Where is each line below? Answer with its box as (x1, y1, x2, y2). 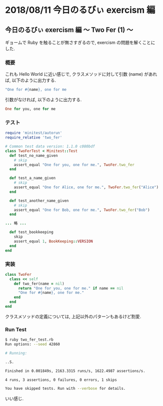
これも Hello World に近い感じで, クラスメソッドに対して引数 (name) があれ (5, 71, 158, 77)
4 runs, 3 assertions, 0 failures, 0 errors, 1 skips (5, 377, 117, 382)
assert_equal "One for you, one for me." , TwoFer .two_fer (14, 162, 135, 167)
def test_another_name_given (9, 198, 69, 203)
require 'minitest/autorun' (5, 131, 63, 136)
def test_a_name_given (9, 175, 56, 181)
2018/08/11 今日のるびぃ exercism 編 (5, 4, 156, 16)
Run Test (5, 326, 27, 333)
